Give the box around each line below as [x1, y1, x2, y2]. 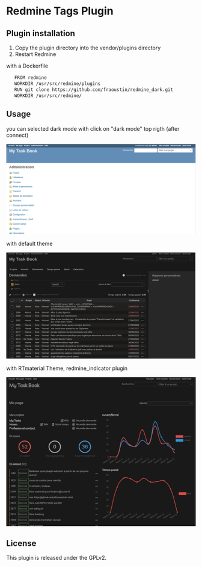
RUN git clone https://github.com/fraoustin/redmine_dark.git [14, 87, 173, 93]
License [6, 538, 37, 548]
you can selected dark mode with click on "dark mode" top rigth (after [6, 125, 180, 132]
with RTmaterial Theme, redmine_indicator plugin [6, 365, 128, 372]
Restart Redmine [14, 51, 57, 58]
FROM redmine [14, 75, 47, 81]
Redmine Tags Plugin [6, 4, 114, 18]
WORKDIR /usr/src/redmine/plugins [14, 81, 101, 87]
